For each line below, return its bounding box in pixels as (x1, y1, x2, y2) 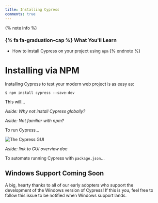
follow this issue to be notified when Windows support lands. (5, 192, 127, 198)
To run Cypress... (5, 127, 40, 133)
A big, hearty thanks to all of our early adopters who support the (5, 182, 134, 188)
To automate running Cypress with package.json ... (5, 155, 105, 161)
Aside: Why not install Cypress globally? (5, 108, 86, 114)
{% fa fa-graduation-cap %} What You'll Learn (5, 37, 117, 44)
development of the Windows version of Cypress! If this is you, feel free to (5, 187, 154, 193)
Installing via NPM (5, 65, 79, 76)
